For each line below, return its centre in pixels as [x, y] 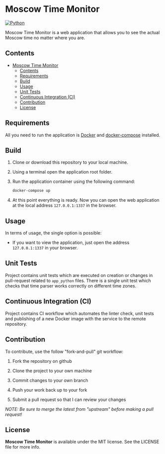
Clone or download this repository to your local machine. [70, 163]
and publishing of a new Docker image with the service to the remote [76, 319]
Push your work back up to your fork [50, 390]
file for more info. [23, 447]
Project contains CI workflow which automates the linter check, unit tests [80, 313]
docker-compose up [31, 191]
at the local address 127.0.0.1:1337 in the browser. [64, 205]
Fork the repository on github [42, 361]
